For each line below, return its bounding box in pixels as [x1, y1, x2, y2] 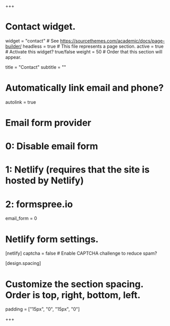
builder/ [5, 43, 22, 49]
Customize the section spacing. [5, 278, 144, 290]
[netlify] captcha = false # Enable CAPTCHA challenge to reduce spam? [5, 250, 158, 257]
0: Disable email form [5, 141, 99, 152]
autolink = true [5, 99, 36, 105]
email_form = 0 [5, 215, 37, 221]
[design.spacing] [5, 260, 41, 266]
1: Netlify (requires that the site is [5, 164, 150, 176]
